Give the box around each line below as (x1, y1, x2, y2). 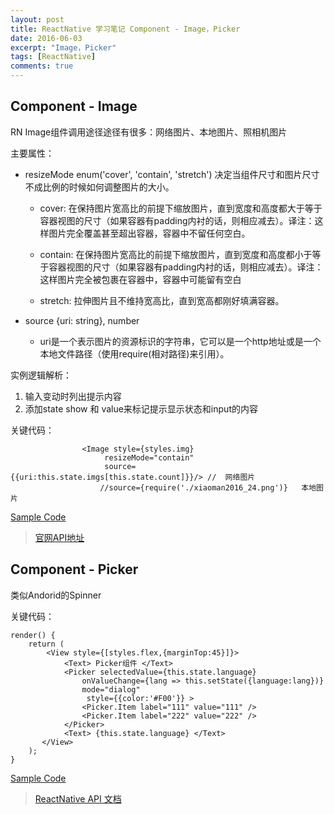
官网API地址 (34, 531, 85, 543)
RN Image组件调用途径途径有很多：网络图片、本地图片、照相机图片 (10, 126, 288, 138)
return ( (28, 639, 65, 649)
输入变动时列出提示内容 (24, 390, 122, 402)
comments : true (10, 61, 74, 71)
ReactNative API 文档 (34, 792, 122, 805)
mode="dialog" (81, 684, 141, 695)
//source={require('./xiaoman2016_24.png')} (99, 482, 288, 493)
